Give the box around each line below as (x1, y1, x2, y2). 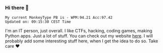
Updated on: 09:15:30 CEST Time (5, 19, 71, 25)
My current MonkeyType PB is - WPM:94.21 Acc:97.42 (5, 15, 113, 20)
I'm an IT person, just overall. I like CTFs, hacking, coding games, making (5, 28, 153, 34)
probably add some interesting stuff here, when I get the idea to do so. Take (5, 38, 158, 44)
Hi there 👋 (5, 4, 29, 11)
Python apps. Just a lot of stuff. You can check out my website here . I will (5, 33, 153, 39)
